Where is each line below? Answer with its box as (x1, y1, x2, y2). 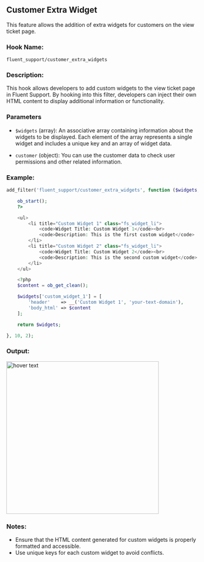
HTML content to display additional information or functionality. (6, 98, 165, 105)
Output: (6, 347, 30, 356)
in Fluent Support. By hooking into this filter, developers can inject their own (6, 91, 197, 98)
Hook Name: (6, 43, 44, 51)
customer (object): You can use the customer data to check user (15, 151, 175, 159)
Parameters (6, 113, 41, 121)
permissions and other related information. (15, 158, 122, 165)
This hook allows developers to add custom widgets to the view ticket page (6, 85, 195, 92)
